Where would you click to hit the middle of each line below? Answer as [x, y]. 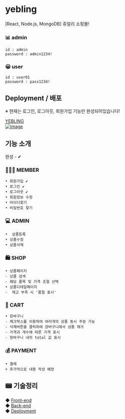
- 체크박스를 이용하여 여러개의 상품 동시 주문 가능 [50, 322]
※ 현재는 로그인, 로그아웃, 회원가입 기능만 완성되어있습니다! [62, 111]
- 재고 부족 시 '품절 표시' [31, 292]
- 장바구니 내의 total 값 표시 [33, 338]
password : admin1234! [29, 54]
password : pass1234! [28, 81]
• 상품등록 [15, 234]
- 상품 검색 [15, 277]
